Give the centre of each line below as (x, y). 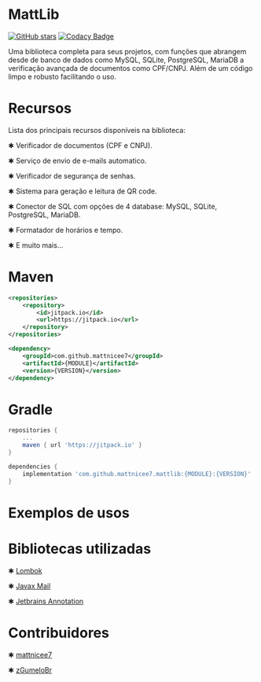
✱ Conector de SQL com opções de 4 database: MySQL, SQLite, (113, 206)
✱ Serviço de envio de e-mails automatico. (77, 160)
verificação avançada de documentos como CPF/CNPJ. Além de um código (130, 68)
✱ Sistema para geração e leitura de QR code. (83, 191)
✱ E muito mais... (36, 245)
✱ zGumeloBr (30, 669)
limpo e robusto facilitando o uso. (62, 76)
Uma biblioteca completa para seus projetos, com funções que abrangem (127, 51)
